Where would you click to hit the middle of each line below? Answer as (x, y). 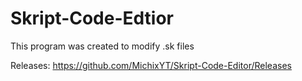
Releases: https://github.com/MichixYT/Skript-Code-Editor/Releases (151, 65)
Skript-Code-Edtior (92, 18)
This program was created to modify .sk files (102, 46)
